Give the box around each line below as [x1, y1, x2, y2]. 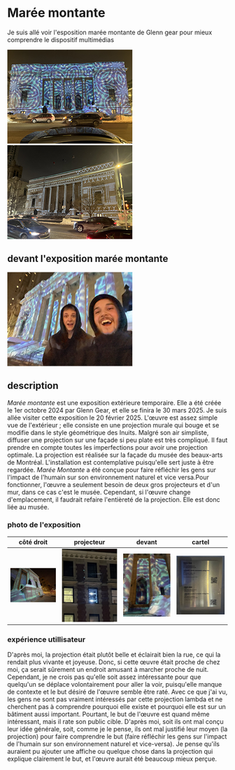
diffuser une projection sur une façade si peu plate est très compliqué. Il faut [7, 436, 228, 444]
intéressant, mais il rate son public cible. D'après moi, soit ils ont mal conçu [7, 717, 224, 726]
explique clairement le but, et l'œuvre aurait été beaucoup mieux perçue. [7, 755, 218, 763]
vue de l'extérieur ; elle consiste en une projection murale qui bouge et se [7, 420, 220, 429]
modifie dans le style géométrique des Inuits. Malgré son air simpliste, [7, 428, 209, 436]
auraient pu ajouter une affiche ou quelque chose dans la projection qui [7, 748, 213, 756]
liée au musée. [7, 502, 50, 511]
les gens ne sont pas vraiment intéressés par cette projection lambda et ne [7, 695, 223, 703]
